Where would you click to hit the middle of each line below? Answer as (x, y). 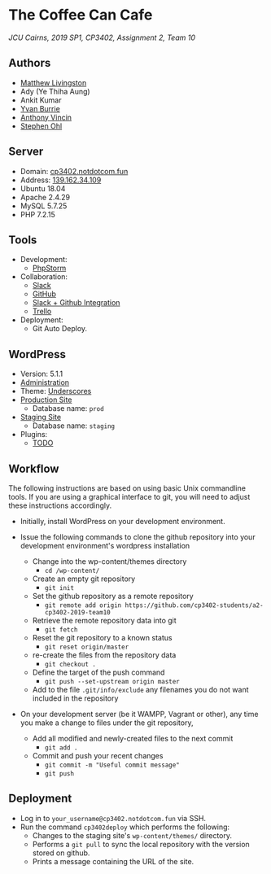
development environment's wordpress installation (105, 546)
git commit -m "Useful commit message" (112, 765)
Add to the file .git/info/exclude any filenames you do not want (140, 690)
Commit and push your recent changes (98, 756)
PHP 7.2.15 (37, 214)
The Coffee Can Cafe (81, 15)
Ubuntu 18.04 (43, 188)
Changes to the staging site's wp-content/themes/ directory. (132, 835)
